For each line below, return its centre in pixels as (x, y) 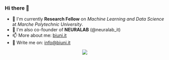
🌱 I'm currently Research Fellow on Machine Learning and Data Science (88, 19)
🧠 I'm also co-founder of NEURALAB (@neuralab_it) (66, 30)
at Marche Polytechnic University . (47, 24)
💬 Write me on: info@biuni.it (41, 43)
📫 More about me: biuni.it (39, 35)
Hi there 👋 (17, 8)
